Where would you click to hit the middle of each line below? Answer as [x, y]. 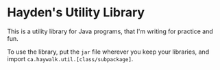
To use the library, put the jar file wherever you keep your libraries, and [108, 52]
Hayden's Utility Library [76, 13]
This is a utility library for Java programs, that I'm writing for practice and [110, 31]
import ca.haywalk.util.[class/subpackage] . [70, 58]
